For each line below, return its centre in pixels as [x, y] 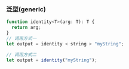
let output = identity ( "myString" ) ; [52, 60]
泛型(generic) [26, 9]
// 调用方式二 [21, 54]
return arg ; [27, 28]
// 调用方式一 [21, 38]
